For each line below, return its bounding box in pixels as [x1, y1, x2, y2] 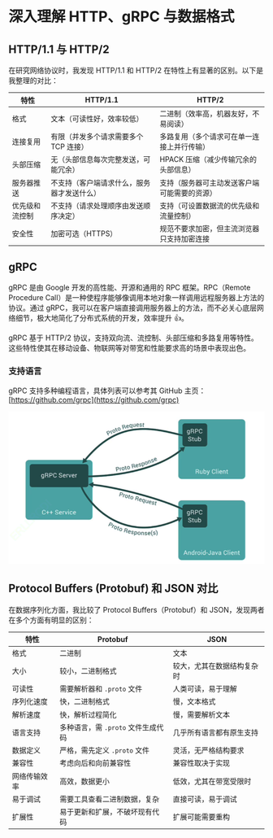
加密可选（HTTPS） [50, 229, 118, 238]
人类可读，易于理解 [172, 684, 237, 694]
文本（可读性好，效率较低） [50, 113, 144, 123]
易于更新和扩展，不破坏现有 [59, 807, 153, 817]
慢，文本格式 [172, 696, 216, 706]
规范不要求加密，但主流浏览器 [159, 224, 260, 233]
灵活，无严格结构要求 [172, 745, 245, 755]
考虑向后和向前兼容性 [59, 758, 132, 768]
